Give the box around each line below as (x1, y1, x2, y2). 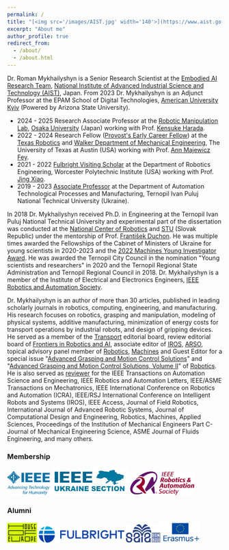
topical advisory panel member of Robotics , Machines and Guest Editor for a (7, 347, 223, 355)
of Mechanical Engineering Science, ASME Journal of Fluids (29, 427, 200, 435)
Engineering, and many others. (7, 434, 94, 442)
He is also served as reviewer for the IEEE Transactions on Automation (7, 369, 205, 377)
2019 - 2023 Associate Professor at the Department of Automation (16, 182, 205, 190)
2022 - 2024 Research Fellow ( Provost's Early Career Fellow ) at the (16, 131, 208, 139)
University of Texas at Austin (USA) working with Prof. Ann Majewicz (16, 145, 211, 154)
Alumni (7, 505, 32, 515)
